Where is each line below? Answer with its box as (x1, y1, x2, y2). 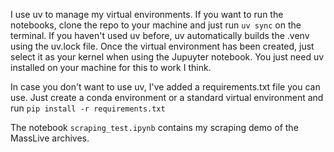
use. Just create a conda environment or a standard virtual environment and (10, 92, 324, 103)
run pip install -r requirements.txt (10, 102, 166, 114)
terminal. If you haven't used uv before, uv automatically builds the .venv (10, 30, 310, 41)
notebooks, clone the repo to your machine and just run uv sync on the (10, 19, 302, 31)
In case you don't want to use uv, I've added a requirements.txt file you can (10, 81, 321, 93)
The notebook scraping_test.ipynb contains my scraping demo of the (10, 122, 299, 133)
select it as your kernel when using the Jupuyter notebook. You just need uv (10, 51, 325, 63)
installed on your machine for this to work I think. (10, 62, 212, 73)
